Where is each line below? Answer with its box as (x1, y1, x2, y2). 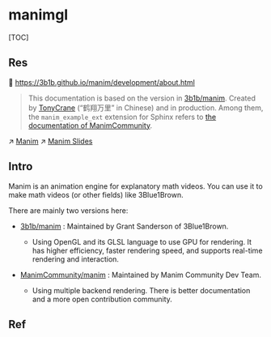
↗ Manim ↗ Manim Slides (8, 136, 93, 146)
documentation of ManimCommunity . (28, 120, 153, 130)
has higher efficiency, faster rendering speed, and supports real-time (32, 245, 263, 255)
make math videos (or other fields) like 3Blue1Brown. (8, 190, 184, 199)
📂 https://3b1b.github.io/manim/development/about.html (8, 77, 196, 87)
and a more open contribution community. (32, 294, 172, 304)
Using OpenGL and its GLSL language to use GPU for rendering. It (32, 237, 252, 246)
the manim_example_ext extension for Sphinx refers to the (28, 112, 217, 122)
